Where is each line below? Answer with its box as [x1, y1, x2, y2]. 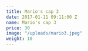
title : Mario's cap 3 [6, 8, 59, 15]
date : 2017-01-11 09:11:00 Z [6, 14, 77, 20]
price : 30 [6, 25, 31, 31]
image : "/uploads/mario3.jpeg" [6, 30, 83, 36]
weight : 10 [6, 36, 33, 42]
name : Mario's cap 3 [6, 19, 57, 25]
